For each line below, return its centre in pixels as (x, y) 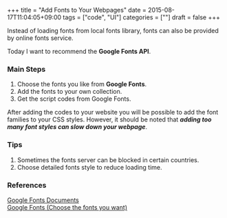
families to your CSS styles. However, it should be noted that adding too (109, 119)
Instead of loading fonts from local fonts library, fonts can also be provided (113, 31)
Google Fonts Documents (43, 200)
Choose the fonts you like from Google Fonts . (82, 84)
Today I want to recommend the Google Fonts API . (79, 51)
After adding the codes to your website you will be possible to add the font (113, 112)
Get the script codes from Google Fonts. (74, 99)
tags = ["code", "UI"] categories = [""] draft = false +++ (141, 17)
